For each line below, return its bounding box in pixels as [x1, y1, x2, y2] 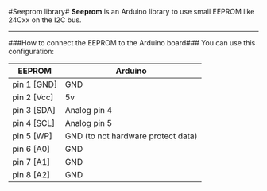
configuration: [8, 47, 54, 56]
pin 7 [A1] [12, 157, 51, 167]
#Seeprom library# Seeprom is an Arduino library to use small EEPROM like [8, 7, 255, 16]
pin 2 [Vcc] [12, 92, 54, 103]
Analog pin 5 [64, 118, 113, 128]
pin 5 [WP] [12, 131, 53, 142]
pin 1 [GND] [12, 79, 58, 90]
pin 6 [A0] [12, 143, 51, 154]
